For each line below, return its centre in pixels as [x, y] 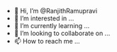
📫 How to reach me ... [47, 41]
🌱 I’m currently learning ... [52, 26]
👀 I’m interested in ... [44, 18]
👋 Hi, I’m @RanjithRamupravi [56, 11]
